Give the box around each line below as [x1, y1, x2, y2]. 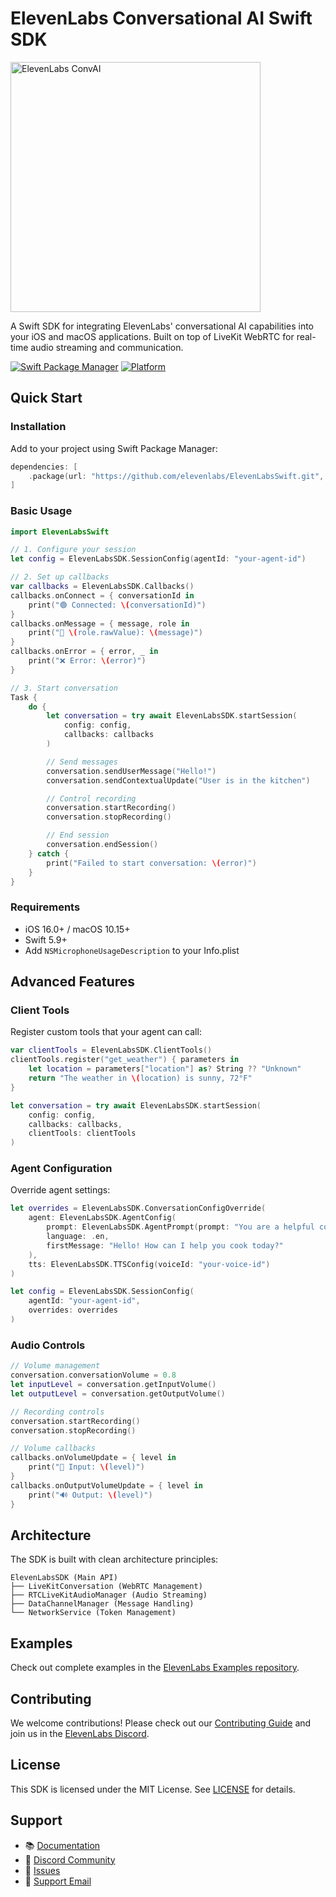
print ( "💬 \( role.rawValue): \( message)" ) [28, 628, 203, 638]
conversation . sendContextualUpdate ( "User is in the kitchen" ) [46, 775, 311, 786]
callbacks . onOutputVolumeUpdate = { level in [10, 1480, 203, 1491]
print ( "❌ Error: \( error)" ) [28, 656, 147, 666]
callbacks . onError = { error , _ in [10, 647, 159, 657]
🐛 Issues [24, 1864, 61, 1876]
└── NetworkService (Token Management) [10, 1608, 177, 1618]
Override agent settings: [10, 1184, 111, 1196]
